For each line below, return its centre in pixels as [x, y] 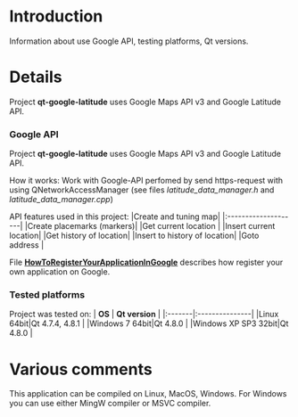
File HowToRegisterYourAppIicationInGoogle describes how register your [146, 262]
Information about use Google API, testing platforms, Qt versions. [129, 41]
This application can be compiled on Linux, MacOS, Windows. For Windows [148, 394]
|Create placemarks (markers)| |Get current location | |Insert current [150, 226]
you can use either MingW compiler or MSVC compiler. [110, 404]
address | [27, 245]
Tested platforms [47, 295]
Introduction [56, 16]
